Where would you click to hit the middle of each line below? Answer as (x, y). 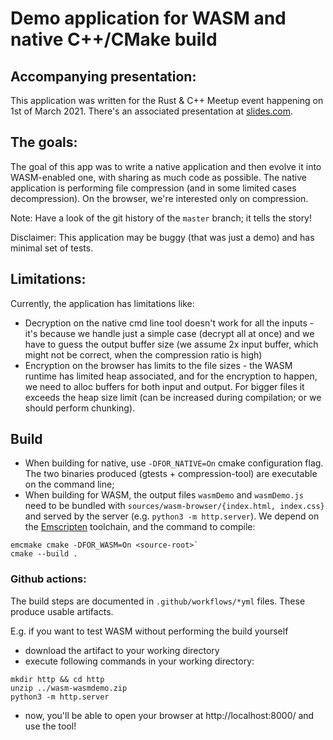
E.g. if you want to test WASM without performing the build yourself (149, 631)
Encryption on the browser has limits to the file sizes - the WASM (158, 365)
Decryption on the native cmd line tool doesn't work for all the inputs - (169, 323)
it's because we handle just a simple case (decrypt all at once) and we (169, 333)
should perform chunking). (80, 408)
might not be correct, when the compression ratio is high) (143, 354)
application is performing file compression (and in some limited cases (153, 188)
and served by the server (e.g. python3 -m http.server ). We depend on (172, 516)
